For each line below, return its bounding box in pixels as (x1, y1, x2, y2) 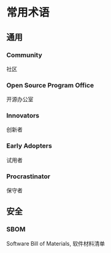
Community (6, 50, 42, 59)
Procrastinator (6, 172, 51, 181)
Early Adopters (6, 142, 52, 150)
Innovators (6, 111, 40, 120)
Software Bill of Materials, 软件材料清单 (6, 240, 105, 247)
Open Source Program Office (6, 81, 94, 89)
